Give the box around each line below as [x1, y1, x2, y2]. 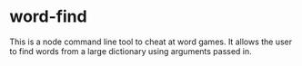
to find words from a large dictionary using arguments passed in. [9, 45, 252, 56]
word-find [9, 6, 88, 27]
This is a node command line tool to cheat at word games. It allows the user [9, 36, 293, 47]
